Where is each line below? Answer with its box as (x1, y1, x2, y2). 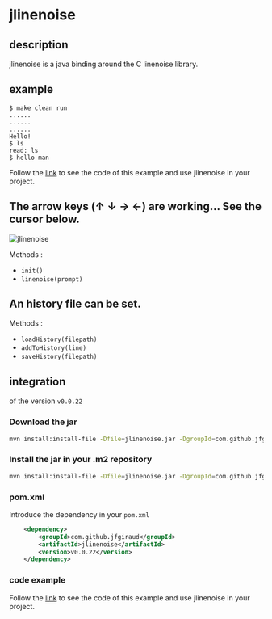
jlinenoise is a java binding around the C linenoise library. (9, 59, 199, 69)
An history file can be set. (9, 297, 142, 311)
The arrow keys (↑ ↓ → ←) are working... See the (9, 200, 262, 213)
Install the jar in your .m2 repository (9, 454, 153, 465)
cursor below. (9, 213, 80, 226)
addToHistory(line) (20, 344, 87, 352)
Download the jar (9, 416, 77, 427)
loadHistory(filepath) (20, 335, 98, 344)
